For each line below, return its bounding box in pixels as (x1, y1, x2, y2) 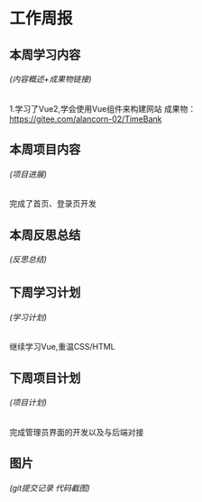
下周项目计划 (9, 370, 81, 386)
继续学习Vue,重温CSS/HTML (9, 342, 115, 352)
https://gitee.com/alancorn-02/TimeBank (9, 114, 162, 124)
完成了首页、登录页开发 (9, 198, 96, 209)
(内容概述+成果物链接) (9, 74, 92, 85)
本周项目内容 (9, 141, 81, 158)
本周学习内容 (9, 47, 81, 62)
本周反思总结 (9, 227, 81, 242)
